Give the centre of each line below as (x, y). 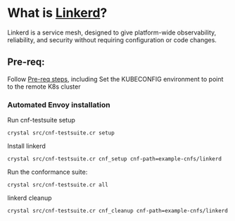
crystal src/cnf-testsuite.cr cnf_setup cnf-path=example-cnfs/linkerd (114, 159)
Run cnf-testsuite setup (42, 120)
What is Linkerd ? (57, 13)
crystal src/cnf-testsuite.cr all (58, 185)
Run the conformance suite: (47, 172)
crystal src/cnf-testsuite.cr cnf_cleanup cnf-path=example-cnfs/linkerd (118, 211)
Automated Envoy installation (59, 105)
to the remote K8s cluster (44, 87)
